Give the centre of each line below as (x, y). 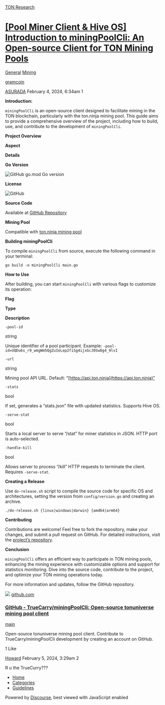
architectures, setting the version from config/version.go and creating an (80, 496)
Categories (23, 683)
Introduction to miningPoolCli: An (75, 38)
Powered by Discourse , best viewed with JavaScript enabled (67, 698)
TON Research (20, 7)
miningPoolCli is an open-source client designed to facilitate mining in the (80, 110)
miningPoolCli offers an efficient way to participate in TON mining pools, (79, 559)
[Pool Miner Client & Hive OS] (66, 27)
